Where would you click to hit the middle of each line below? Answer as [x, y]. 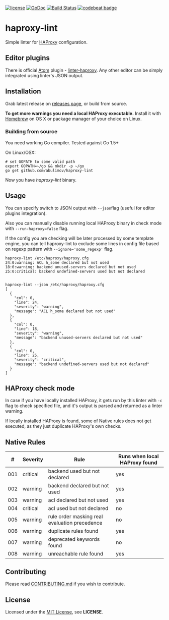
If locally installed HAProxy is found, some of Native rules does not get [78, 421]
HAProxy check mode [40, 388]
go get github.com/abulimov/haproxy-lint [49, 171]
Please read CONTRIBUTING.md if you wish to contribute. [65, 584]
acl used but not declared [78, 509]
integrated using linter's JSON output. [45, 75]
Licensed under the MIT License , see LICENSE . [54, 612]
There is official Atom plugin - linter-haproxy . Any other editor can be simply [84, 70]
